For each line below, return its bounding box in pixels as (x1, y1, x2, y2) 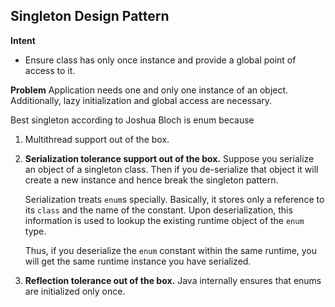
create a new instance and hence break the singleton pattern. (24, 174, 279, 186)
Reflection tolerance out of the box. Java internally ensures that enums (24, 274, 322, 286)
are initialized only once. (24, 285, 126, 297)
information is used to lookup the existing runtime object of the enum (24, 214, 305, 226)
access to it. (24, 64, 76, 76)
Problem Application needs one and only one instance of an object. (10, 84, 289, 96)
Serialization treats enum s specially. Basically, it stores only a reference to (24, 193, 325, 205)
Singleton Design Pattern (10, 8, 170, 25)
